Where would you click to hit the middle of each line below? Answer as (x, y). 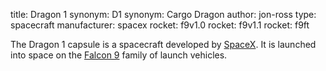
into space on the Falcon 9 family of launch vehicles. (119, 55)
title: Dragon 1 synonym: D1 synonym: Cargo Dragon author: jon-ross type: (163, 14)
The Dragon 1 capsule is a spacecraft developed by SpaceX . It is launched (163, 44)
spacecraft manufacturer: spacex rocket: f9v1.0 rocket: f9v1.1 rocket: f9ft (160, 25)
